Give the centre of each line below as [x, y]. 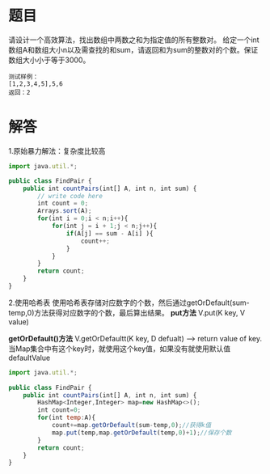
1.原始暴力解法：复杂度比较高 [57, 150]
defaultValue [30, 358]
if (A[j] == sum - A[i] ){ [110, 233]
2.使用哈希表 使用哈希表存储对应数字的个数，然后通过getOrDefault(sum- [129, 303]
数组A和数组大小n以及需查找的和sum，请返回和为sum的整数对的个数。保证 [133, 49]
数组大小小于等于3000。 [49, 60]
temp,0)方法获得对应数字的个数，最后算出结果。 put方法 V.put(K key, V [127, 312]
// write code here [70, 196]
